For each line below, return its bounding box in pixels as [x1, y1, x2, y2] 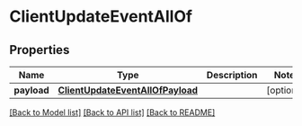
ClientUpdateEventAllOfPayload [58, 84, 199, 96]
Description [206, 69, 258, 81]
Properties [9, 42, 70, 58]
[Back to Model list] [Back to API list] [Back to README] [9, 107, 216, 118]
